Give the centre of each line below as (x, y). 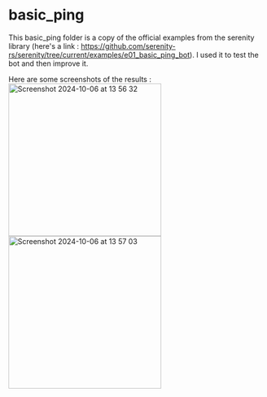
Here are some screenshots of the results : (80, 79)
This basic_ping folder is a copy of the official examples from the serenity (131, 37)
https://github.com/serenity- (129, 46)
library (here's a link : (44, 46)
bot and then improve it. (48, 63)
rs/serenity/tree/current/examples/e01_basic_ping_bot (99, 55)
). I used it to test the (224, 55)
